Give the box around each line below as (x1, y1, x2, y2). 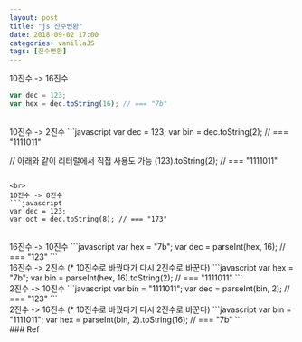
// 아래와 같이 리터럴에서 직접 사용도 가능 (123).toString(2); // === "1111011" (9, 155, 278, 166)
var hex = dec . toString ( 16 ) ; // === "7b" (9, 100, 168, 109)
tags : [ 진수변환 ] (9, 47, 68, 56)
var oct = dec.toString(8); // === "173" (9, 214, 168, 223)
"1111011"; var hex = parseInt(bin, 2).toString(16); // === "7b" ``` (9, 314, 243, 325)
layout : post (9, 13, 59, 23)
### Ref (9, 323, 40, 335)
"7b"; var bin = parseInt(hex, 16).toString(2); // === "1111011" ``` (9, 272, 243, 283)
